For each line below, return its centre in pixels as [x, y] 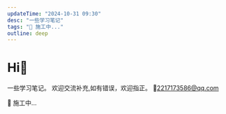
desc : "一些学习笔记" [36, 20]
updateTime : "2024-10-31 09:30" [54, 14]
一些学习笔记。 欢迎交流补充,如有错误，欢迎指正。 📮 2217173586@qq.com [113, 88]
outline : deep [28, 33]
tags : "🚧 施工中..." [36, 27]
